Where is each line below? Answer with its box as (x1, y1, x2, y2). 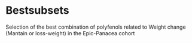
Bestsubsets (5, 4, 69, 17)
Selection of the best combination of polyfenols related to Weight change (5, 23, 186, 30)
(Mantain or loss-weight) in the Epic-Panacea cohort (5, 29, 135, 36)
